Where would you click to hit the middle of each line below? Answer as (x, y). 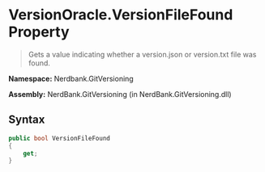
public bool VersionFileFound (60, 138)
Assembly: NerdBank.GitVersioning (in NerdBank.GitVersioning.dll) (120, 94)
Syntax (27, 120)
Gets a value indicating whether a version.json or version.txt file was (142, 54)
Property (39, 32)
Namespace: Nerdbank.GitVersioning (71, 78)
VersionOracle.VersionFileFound (121, 15)
